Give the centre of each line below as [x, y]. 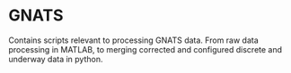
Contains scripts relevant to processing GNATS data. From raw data [134, 40]
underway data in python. [56, 59]
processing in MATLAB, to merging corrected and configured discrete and [145, 49]
